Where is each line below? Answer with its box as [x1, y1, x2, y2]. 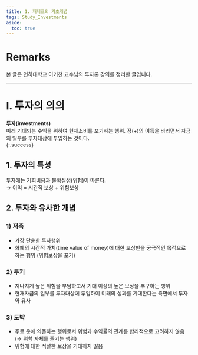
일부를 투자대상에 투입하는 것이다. [12, 135, 90, 142]
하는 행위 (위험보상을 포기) [14, 252, 75, 259]
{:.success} [6, 141, 34, 148]
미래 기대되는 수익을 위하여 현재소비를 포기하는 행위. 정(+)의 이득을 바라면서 [6, 128, 180, 135]
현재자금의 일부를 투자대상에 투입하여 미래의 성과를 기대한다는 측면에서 [14, 289, 177, 297]
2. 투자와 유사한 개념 [6, 203, 77, 213]
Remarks [6, 51, 51, 64]
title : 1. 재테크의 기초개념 [6, 8, 68, 15]
